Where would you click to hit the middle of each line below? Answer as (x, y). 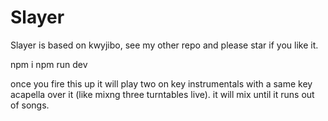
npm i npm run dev (49, 64)
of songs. (30, 105)
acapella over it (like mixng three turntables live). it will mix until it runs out (162, 94)
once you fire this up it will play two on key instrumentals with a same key (161, 83)
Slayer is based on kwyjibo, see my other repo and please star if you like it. (164, 45)
